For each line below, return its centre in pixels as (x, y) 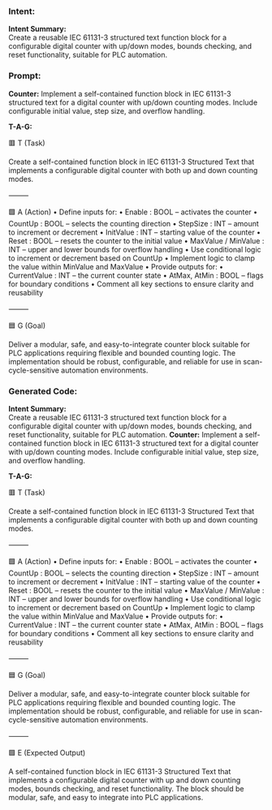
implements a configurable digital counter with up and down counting (125, 780)
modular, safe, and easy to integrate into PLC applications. (106, 797)
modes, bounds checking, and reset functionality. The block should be (126, 788)
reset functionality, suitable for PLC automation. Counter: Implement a (126, 434)
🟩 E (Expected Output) (47, 752)
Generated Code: (43, 391)
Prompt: (25, 76)
